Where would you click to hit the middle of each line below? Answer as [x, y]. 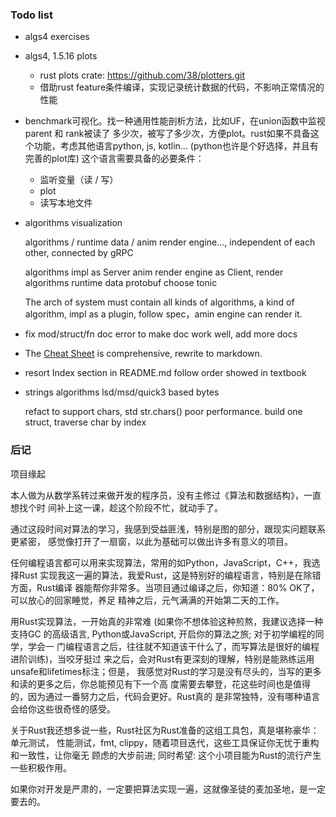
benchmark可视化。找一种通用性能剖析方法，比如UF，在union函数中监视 [175, 121]
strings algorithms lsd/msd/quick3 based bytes [122, 392]
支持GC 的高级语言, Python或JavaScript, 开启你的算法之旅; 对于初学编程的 [163, 634]
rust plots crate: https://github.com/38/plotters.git [142, 75]
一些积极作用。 [41, 767]
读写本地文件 [66, 203]
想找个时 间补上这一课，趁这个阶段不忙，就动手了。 [116, 507]
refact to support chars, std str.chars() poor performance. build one [163, 412]
